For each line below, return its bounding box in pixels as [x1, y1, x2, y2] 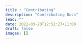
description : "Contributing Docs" [5, 12, 79, 17]
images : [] [5, 31, 29, 36]
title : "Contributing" [5, 7, 56, 13]
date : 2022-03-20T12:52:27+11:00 [5, 21, 76, 27]
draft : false [5, 26, 33, 31]
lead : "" [5, 17, 24, 22]
